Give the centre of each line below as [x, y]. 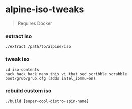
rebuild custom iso [28, 91]
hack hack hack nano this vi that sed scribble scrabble [66, 74]
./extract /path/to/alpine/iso [38, 47]
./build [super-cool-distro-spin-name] [47, 101]
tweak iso [17, 59]
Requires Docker [35, 23]
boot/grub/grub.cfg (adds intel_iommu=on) [50, 78]
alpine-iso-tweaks [45, 9]
